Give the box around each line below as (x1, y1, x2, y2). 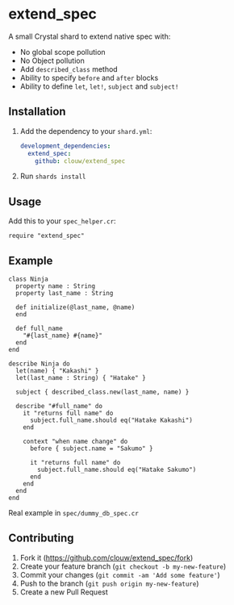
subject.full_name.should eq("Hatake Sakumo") (37, 465, 197, 474)
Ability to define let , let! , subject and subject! (19, 81, 179, 91)
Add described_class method (19, 64, 119, 73)
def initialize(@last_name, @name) (15, 303, 136, 311)
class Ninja (8, 275, 48, 283)
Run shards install (19, 171, 86, 181)
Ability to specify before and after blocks (19, 73, 159, 82)
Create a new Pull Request (19, 586, 109, 597)
